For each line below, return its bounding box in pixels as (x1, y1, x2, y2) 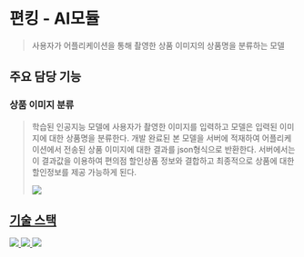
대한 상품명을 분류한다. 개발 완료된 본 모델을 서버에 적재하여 (48, 133, 260, 143)
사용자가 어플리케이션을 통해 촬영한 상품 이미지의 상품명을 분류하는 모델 (31, 40, 285, 51)
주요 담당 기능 (9, 69, 82, 84)
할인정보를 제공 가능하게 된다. (31, 166, 137, 177)
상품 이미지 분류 (9, 99, 75, 112)
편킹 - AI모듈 (9, 8, 100, 29)
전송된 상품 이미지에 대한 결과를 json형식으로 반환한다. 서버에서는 (63, 143, 296, 154)
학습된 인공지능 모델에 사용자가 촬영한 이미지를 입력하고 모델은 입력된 (31, 121, 278, 132)
